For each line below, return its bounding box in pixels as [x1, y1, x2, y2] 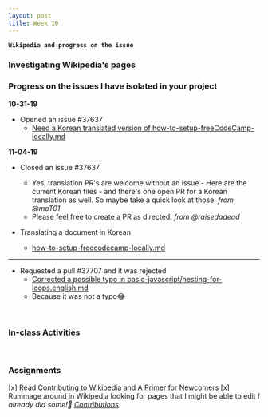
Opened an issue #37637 [19, 114, 104, 124]
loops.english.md [31, 283, 89, 292]
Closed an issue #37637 [19, 162, 100, 172]
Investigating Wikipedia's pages [8, 59, 136, 70]
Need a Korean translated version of [31, 123, 152, 133]
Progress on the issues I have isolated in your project [8, 81, 218, 92]
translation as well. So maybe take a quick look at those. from [31, 195, 234, 205]
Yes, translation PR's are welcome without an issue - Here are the [31, 177, 247, 188]
